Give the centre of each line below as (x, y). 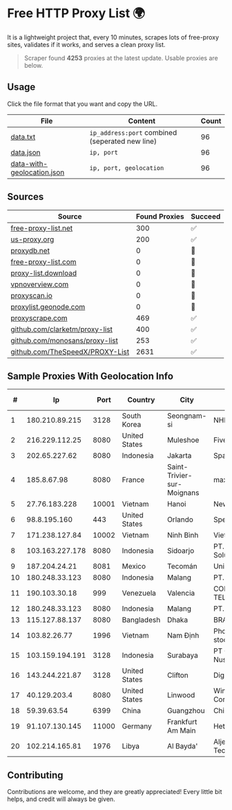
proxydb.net (30, 250)
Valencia (181, 593)
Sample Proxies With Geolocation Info (90, 376)
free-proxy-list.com (44, 261)
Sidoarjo (181, 551)
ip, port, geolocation (127, 168)
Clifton (177, 675)
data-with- (29, 163)
